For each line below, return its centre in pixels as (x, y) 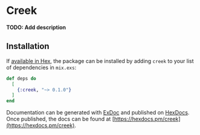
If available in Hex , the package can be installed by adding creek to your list (100, 61)
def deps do (21, 78)
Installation (28, 46)
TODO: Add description (36, 27)
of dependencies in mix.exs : (41, 67)
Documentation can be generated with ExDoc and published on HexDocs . (98, 113)
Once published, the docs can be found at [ (60, 119)
